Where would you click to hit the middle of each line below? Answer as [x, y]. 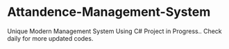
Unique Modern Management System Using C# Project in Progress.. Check [114, 31]
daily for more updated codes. [50, 38]
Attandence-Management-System [109, 12]
